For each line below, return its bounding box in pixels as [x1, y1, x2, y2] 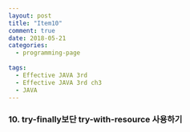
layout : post [8, 11, 52, 20]
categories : [8, 42, 48, 50]
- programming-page [15, 49, 81, 57]
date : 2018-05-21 [8, 34, 67, 42]
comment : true [8, 26, 56, 34]
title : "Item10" [8, 19, 63, 27]
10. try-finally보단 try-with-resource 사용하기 [8, 114, 183, 125]
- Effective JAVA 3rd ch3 [15, 78, 103, 86]
